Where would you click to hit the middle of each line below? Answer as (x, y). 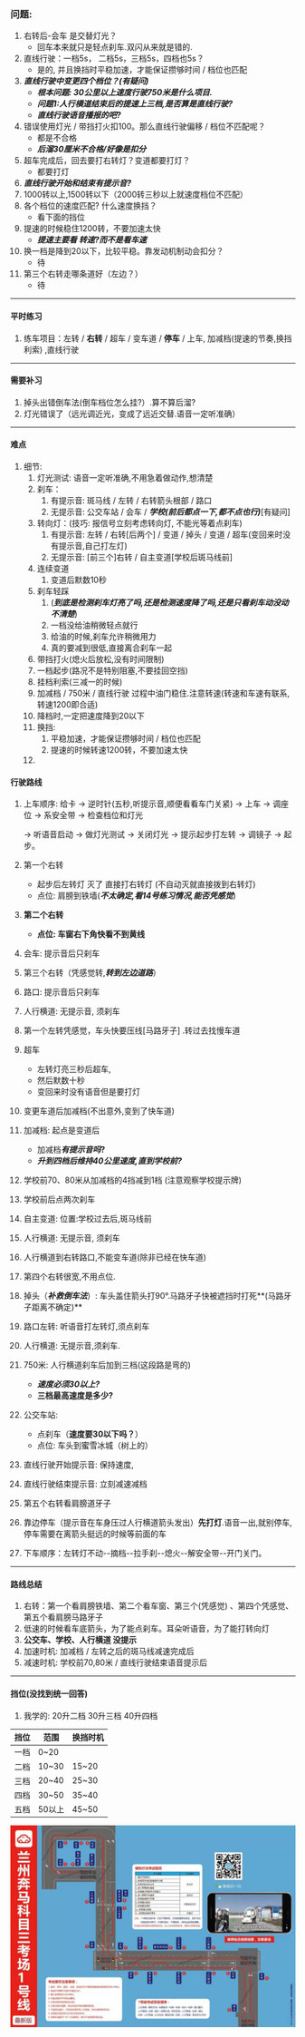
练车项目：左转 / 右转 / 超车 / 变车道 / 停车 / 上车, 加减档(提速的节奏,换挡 (157, 338)
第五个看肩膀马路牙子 (63, 1617)
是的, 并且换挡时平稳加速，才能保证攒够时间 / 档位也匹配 (142, 70)
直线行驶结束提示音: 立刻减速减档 (85, 1484)
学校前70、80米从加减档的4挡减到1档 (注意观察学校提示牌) (133, 1180)
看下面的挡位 (61, 217)
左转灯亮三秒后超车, (74, 1069)
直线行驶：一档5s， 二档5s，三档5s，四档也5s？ (114, 58)
